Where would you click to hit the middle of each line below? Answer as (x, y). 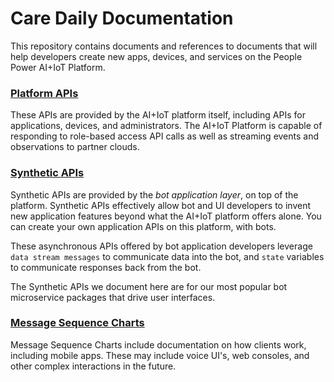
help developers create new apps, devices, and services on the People (156, 56)
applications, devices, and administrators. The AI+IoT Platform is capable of (166, 126)
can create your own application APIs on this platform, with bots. (143, 226)
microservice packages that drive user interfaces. (113, 297)
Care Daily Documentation (122, 18)
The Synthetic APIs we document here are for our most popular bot (149, 286)
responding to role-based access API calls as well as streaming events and (165, 136)
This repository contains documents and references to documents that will (164, 46)
